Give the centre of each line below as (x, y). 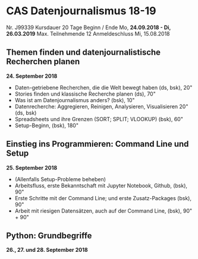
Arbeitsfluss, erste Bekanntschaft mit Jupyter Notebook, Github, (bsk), (101, 185)
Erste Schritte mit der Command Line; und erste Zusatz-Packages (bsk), (103, 198)
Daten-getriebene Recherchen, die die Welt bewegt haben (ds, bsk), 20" (103, 87)
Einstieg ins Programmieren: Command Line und (98, 144)
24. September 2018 (32, 76)
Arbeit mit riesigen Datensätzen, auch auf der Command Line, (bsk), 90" (103, 211)
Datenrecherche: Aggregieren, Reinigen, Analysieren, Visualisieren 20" (101, 106)
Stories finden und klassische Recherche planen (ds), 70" (85, 94)
